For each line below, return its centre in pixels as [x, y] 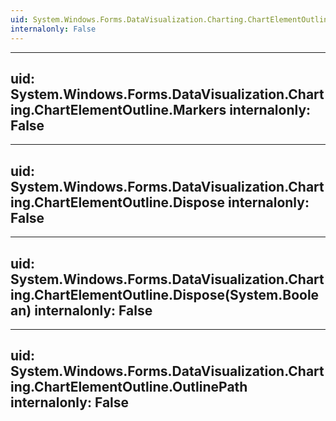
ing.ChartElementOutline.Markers [118, 109]
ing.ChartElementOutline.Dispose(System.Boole [165, 294]
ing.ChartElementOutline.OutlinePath [129, 387]
